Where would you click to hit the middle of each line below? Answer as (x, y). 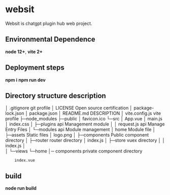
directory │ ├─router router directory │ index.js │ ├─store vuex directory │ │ (85, 140)
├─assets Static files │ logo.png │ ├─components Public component (77, 135)
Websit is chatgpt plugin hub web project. (49, 23)
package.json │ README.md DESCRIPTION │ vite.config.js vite (95, 113)
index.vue (25, 160)
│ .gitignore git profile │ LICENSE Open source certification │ (69, 108)
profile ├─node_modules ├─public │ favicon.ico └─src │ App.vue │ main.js (84, 119)
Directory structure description (56, 96)
